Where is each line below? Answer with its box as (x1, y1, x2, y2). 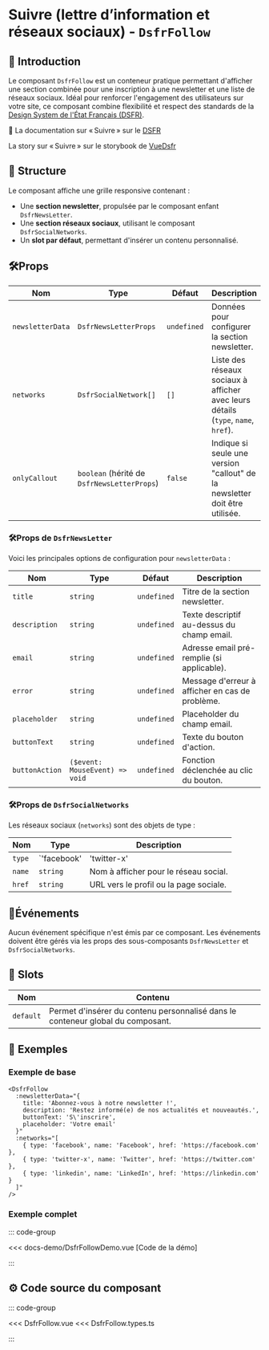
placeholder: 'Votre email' (22, 1120, 116, 1128)
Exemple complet (8, 1209, 78, 1220)
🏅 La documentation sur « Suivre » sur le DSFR (8, 126, 162, 135)
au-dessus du (182, 619, 236, 630)
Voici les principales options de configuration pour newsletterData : (8, 553, 231, 563)
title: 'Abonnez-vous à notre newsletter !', (22, 1099, 178, 1107)
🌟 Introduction (8, 55, 82, 68)
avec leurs (211, 394, 251, 405)
